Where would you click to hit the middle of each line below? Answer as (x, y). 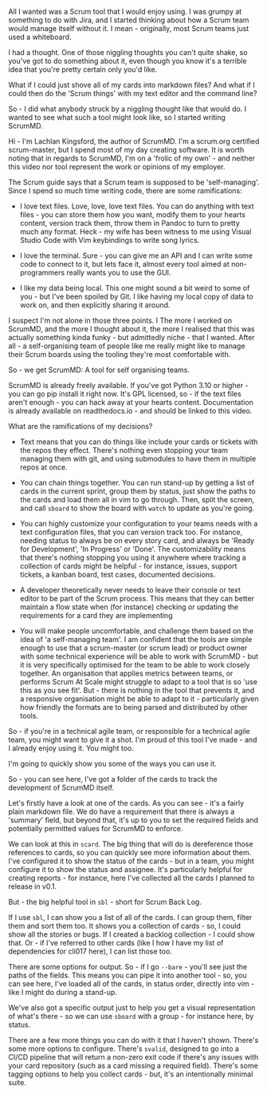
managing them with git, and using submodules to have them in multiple (138, 459)
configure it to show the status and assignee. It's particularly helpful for (126, 869)
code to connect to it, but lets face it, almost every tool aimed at (124, 264)
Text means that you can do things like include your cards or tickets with (139, 442)
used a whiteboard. (40, 37)
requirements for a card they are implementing (96, 615)
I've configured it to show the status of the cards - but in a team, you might (132, 861)
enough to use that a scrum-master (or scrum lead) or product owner (133, 648)
